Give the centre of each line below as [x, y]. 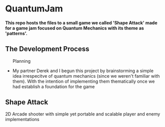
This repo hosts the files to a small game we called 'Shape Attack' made [81, 22]
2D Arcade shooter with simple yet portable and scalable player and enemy [83, 114]
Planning [21, 61]
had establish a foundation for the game [53, 86]
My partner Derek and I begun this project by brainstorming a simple [83, 71]
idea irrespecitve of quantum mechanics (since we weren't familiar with [86, 76]
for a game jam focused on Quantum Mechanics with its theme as [74, 28]
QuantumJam [34, 9]
